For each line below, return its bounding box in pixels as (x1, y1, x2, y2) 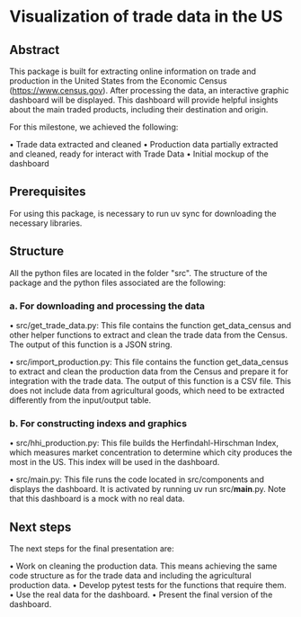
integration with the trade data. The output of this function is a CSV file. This (9, 375, 292, 386)
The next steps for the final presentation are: (9, 543, 175, 554)
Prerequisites (9, 184, 86, 200)
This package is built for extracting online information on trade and (9, 66, 257, 76)
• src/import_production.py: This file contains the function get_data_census (9, 356, 289, 367)
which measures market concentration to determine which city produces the (9, 447, 293, 458)
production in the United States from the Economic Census (9, 76, 227, 86)
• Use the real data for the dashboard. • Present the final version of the (9, 589, 273, 600)
